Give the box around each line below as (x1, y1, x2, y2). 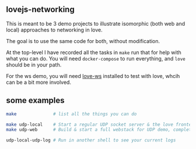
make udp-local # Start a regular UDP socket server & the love (6, 122, 174, 127)
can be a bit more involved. (6, 79, 72, 86)
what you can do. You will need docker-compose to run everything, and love (6, 55, 185, 62)
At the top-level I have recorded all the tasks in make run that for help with (6, 49, 182, 56)
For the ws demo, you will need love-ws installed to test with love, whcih (6, 72, 180, 79)
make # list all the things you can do (6, 111, 137, 117)
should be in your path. (6, 61, 62, 68)
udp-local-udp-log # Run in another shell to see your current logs (6, 137, 176, 143)
